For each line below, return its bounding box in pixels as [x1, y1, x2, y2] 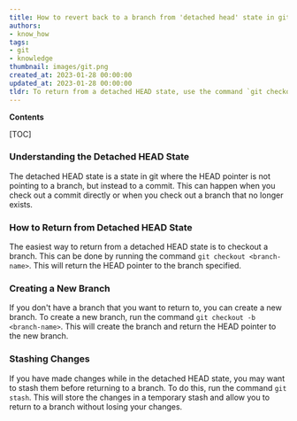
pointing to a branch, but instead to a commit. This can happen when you [9, 180, 276, 191]
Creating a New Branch [9, 283, 110, 295]
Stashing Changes [9, 353, 90, 365]
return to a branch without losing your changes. [9, 401, 183, 412]
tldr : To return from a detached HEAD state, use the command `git [9, 87, 263, 96]
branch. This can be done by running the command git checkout [9, 251, 246, 261]
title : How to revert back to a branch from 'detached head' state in [9, 12, 275, 22]
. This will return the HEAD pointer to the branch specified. [28, 261, 241, 271]
